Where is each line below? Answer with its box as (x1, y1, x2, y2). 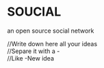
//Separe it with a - (7, 47, 60, 55)
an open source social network (7, 27, 94, 35)
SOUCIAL (7, 4, 62, 20)
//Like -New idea (7, 54, 55, 62)
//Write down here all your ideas (7, 39, 98, 48)
